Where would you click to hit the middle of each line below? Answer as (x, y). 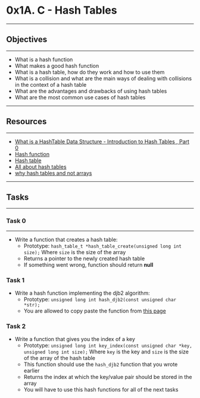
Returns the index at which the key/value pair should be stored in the (108, 377)
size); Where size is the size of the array (75, 252)
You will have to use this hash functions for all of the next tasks (101, 390)
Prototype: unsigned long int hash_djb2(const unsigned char (100, 299)
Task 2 (16, 326)
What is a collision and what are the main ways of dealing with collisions (103, 78)
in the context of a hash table (51, 84)
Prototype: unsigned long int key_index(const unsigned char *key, (108, 346)
